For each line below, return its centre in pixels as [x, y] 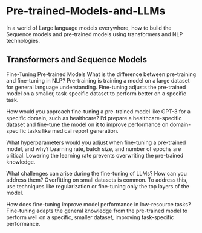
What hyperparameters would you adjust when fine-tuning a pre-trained [96, 142]
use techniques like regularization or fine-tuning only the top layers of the [98, 186]
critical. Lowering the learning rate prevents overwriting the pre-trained [95, 155]
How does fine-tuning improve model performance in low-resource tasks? [99, 204]
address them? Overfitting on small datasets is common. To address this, [97, 180]
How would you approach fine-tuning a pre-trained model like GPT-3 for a [98, 111]
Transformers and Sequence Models [77, 59]
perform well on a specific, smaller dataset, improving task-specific [90, 217]
